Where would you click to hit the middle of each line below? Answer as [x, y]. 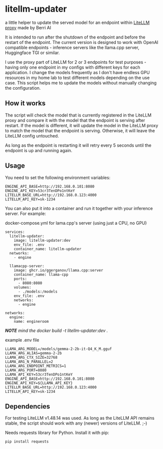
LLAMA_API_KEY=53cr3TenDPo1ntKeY [39, 374]
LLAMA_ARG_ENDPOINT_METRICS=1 [36, 366]
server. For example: [26, 214]
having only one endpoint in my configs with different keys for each [72, 67]
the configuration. [23, 88]
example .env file [22, 340]
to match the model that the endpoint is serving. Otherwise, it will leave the [80, 131]
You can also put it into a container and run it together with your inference [79, 208]
